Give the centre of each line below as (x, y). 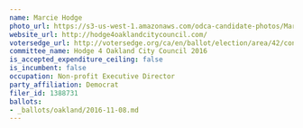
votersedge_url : (40, 43)
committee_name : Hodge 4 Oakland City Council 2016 (108, 51)
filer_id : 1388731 (44, 93)
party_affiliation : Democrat (64, 85)
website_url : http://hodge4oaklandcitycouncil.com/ (108, 34)
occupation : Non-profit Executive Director (92, 77)
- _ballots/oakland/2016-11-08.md (74, 110)
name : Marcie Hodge (46, 18)
